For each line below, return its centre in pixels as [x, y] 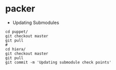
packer [20, 9]
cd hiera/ [16, 49]
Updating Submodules [36, 22]
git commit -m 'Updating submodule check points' [59, 62]
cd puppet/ [17, 31]
